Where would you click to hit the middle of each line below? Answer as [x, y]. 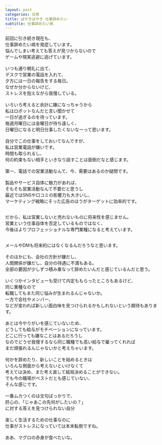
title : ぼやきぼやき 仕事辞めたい [36, 19]
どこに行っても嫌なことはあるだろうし [44, 336]
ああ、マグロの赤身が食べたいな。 [40, 438]
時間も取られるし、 [25, 153]
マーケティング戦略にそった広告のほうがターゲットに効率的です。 [72, 201]
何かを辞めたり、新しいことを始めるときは [49, 360]
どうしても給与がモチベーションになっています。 [55, 330]
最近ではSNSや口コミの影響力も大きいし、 [49, 195]
